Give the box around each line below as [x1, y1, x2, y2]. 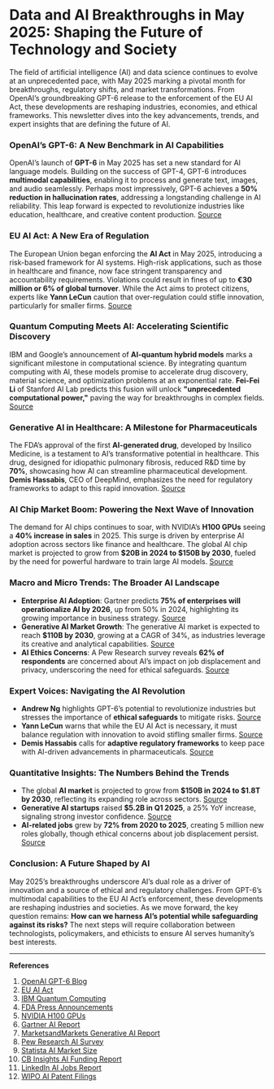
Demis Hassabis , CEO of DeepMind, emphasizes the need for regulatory [9, 475, 253, 485]
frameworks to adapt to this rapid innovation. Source [9, 483, 185, 493]
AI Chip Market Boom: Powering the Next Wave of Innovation [9, 504, 254, 515]
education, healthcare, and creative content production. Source [9, 210, 222, 220]
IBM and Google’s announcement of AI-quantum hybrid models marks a [9, 349, 253, 359]
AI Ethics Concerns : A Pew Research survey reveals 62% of [20, 647, 224, 657]
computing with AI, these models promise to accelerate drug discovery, [9, 366, 249, 376]
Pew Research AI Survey [20, 1036, 104, 1047]
